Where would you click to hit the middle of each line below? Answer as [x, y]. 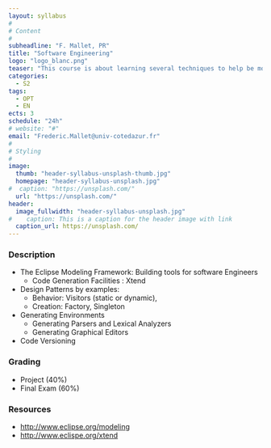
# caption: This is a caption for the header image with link [120, 219]
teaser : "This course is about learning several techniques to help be [131, 69]
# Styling [25, 151]
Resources [30, 409]
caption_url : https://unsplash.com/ [77, 226]
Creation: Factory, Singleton [78, 306]
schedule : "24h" [35, 121]
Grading [25, 362]
